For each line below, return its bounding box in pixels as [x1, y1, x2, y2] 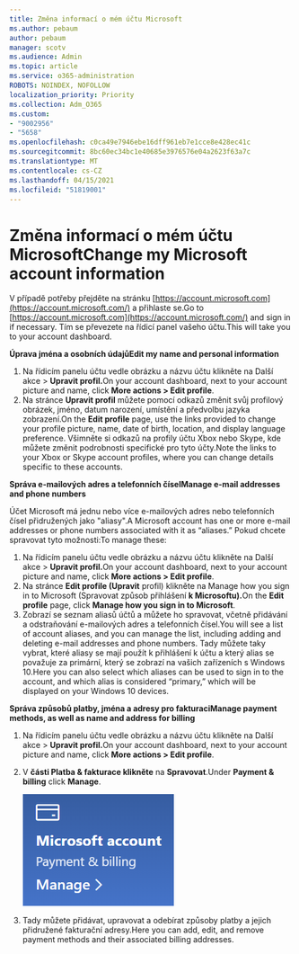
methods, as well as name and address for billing [9, 713, 196, 724]
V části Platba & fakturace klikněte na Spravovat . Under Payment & [22, 767, 275, 778]
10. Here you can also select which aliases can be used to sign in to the [22, 666, 285, 678]
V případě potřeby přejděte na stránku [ [9, 293, 155, 304]
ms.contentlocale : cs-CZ [9, 166, 102, 175]
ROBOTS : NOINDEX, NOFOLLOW [9, 81, 110, 90]
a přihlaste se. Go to [131, 302, 205, 314]
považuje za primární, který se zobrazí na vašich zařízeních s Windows [22, 657, 286, 668]
